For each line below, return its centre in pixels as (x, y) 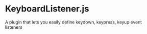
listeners (14, 27)
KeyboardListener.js (47, 9)
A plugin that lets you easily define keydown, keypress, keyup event (73, 22)
